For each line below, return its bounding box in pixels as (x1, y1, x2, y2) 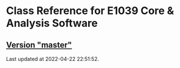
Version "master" (6, 40, 72, 50)
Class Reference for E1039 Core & (6, 4, 175, 18)
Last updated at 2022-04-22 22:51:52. (6, 56, 99, 62)
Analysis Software (6, 16, 98, 30)
